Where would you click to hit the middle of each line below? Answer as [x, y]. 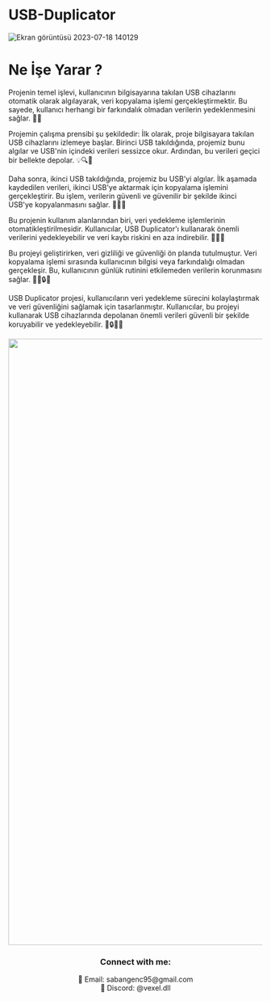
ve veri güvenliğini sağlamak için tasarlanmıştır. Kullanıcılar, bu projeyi [124, 306]
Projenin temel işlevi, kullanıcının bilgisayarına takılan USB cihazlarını [122, 92]
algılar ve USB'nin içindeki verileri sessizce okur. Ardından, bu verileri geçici [134, 150]
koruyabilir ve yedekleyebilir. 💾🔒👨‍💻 [66, 324]
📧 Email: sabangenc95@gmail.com [135, 979]
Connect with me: [135, 961]
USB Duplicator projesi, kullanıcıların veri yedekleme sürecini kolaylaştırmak [134, 298]
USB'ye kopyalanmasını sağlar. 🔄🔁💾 [67, 205]
